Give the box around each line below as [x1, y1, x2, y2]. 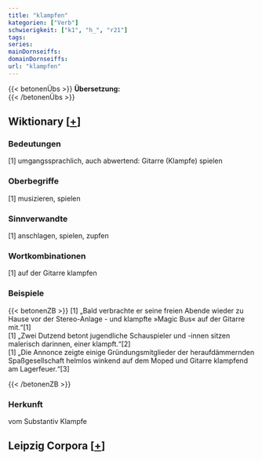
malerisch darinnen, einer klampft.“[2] [8, 339, 131, 349]
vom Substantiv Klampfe [8, 416, 88, 426]
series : [8, 41, 34, 49]
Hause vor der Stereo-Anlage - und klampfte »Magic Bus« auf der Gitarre [8, 314, 246, 324]
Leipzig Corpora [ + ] [8, 440, 106, 453]
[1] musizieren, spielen [8, 194, 81, 203]
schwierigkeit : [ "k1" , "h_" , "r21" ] [8, 26, 128, 34]
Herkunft [8, 399, 43, 410]
